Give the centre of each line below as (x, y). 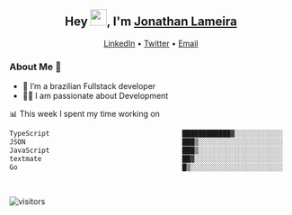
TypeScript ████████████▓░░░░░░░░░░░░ (146, 134)
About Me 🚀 (35, 67)
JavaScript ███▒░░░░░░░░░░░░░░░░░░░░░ (146, 150)
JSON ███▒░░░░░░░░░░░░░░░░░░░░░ (146, 142)
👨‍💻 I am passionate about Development (95, 96)
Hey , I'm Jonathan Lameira (151, 22)
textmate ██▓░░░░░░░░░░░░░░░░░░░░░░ (146, 158)
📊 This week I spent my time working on (84, 114)
